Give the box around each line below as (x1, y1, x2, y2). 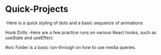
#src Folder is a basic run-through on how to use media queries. (5, 44, 136, 50)
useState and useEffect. (5, 35, 54, 41)
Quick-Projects (5, 3, 68, 15)
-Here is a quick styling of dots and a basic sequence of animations (5, 20, 143, 26)
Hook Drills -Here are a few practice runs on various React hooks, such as (5, 29, 157, 35)
